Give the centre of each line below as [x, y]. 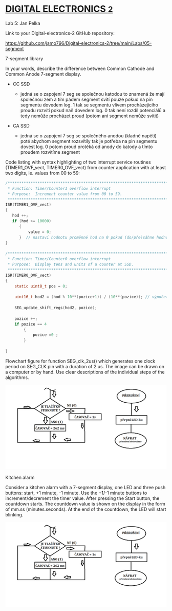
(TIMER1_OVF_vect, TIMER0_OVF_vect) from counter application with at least [86, 167]
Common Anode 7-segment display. [43, 74]
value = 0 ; [40, 232]
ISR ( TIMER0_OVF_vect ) [28, 275]
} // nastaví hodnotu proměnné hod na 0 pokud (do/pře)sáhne [87, 237]
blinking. [14, 515]
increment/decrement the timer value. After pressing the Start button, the [82, 498]
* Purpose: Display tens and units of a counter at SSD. [71, 265]
